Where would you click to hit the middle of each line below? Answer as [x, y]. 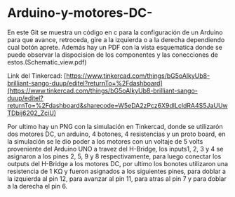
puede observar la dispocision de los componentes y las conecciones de [113, 55]
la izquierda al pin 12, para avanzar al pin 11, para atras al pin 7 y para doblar [117, 178]
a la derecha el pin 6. [38, 186]
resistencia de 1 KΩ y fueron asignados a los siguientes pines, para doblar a [117, 171]
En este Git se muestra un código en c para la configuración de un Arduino [115, 32]
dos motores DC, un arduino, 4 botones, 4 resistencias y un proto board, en [116, 134]
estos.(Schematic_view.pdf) [47, 62]
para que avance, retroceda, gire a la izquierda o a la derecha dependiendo [116, 39]
